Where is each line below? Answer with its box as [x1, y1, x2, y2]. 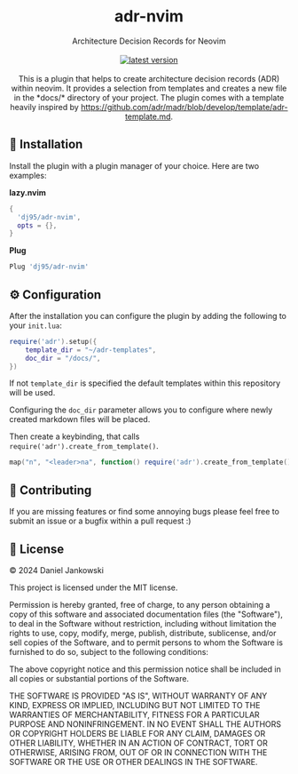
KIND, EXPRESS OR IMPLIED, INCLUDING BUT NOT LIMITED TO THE [9, 699, 261, 710]
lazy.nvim [9, 187, 46, 197]
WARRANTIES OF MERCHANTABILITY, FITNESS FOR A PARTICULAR [9, 709, 260, 720]
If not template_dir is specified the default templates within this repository [9, 378, 281, 388]
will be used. [9, 387, 56, 398]
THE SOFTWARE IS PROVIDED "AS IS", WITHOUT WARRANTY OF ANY [9, 690, 268, 701]
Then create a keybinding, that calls [9, 431, 140, 442]
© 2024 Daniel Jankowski [9, 564, 105, 575]
